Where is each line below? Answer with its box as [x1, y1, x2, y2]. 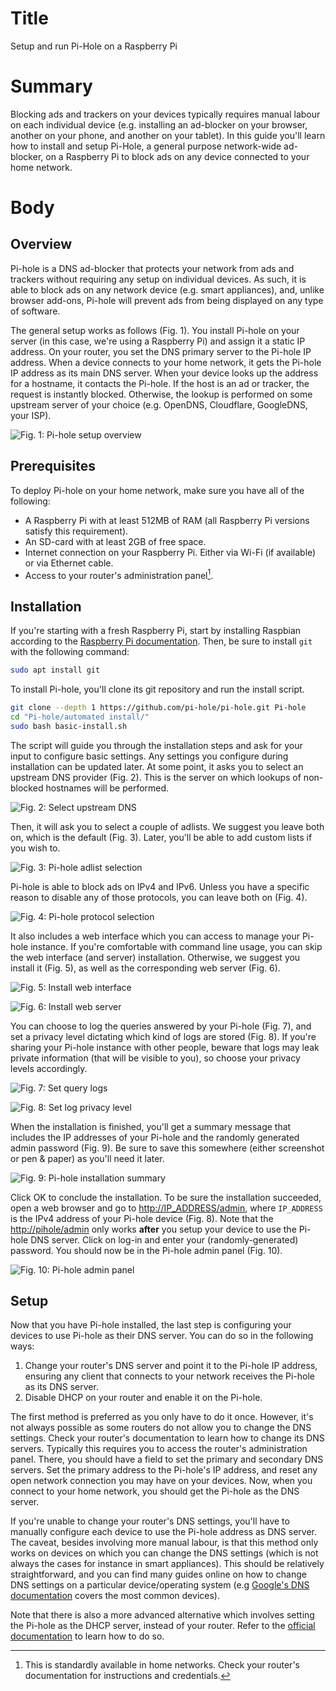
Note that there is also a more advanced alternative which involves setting [10, 1609, 315, 1621]
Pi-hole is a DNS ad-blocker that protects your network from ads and [10, 262, 295, 274]
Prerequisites [10, 458, 96, 475]
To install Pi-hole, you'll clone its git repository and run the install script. [10, 683, 305, 696]
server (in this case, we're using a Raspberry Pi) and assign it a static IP [10, 335, 306, 347]
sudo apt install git [10, 665, 101, 676]
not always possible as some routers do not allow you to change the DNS [10, 1422, 312, 1434]
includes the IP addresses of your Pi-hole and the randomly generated [10, 1131, 300, 1143]
